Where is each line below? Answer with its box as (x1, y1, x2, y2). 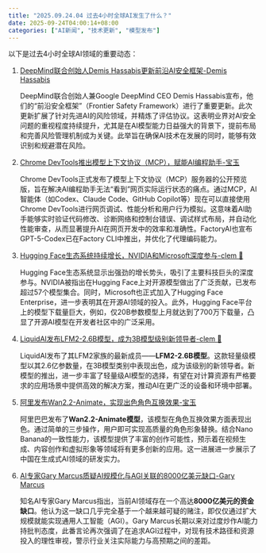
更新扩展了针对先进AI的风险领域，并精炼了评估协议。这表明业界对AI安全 (19, 111, 256, 121)
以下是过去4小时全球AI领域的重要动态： (8, 49, 138, 59)
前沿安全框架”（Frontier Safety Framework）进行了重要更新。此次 (37, 101, 253, 111)
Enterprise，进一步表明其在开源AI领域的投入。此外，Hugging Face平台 (19, 298, 253, 307)
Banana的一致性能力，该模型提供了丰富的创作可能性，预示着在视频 (19, 434, 240, 444)
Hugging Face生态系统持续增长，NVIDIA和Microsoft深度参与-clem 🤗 (19, 251, 244, 260)
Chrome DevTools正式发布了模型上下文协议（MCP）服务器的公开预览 (19, 175, 248, 184)
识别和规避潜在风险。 (19, 140, 90, 151)
